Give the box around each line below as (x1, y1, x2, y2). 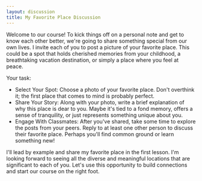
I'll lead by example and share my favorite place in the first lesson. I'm (6, 148, 179, 156)
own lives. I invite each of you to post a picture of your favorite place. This (6, 43, 190, 51)
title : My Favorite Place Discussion (6, 14, 101, 20)
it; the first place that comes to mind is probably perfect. (14, 92, 155, 99)
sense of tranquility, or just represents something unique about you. (14, 111, 183, 119)
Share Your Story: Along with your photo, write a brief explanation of (14, 98, 185, 105)
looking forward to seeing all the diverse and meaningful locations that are (6, 155, 191, 162)
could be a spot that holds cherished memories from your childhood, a (6, 50, 181, 57)
